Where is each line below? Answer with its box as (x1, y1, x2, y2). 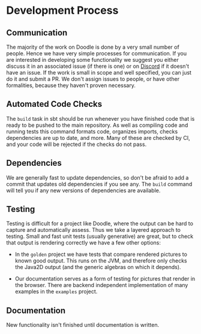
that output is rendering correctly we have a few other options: (6, 239, 161, 246)
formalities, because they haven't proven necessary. (6, 82, 136, 89)
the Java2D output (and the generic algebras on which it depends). (14, 264, 181, 271)
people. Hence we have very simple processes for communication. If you (6, 50, 187, 57)
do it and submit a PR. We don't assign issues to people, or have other (6, 76, 180, 82)
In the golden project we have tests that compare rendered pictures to (14, 251, 188, 258)
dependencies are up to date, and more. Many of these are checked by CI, (6, 134, 190, 141)
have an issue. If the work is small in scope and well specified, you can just (6, 69, 192, 76)
